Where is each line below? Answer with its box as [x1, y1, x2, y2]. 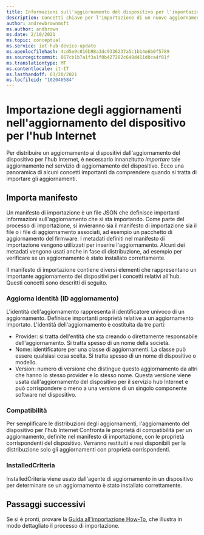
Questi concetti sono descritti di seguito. [6, 278, 108, 286]
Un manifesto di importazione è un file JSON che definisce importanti [6, 208, 180, 216]
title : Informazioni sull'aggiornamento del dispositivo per [6, 9, 165, 15]
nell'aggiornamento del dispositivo [6, 116, 186, 130]
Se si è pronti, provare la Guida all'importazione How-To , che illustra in [6, 516, 182, 523]
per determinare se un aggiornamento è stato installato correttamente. [6, 481, 182, 489]
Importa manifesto [6, 193, 78, 203]
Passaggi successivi [6, 499, 86, 509]
